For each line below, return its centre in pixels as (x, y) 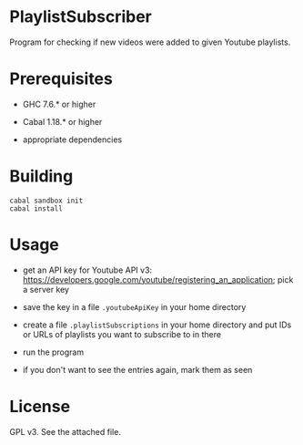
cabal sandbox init (46, 201)
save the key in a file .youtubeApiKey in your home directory (134, 306)
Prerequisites (61, 79)
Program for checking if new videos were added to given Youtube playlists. (150, 42)
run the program (53, 352)
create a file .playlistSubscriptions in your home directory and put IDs (157, 325)
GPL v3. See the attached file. (65, 431)
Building (41, 176)
